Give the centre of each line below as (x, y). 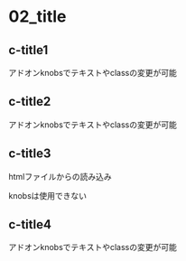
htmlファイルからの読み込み (60, 176)
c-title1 (28, 50)
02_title (37, 17)
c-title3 (30, 154)
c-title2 (30, 102)
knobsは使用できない (48, 195)
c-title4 (30, 224)
